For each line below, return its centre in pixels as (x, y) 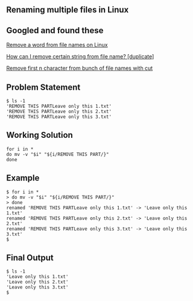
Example (23, 178)
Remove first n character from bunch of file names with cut (80, 68)
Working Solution (40, 135)
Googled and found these (55, 30)
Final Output (30, 258)
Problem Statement (43, 87)
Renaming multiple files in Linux (68, 10)
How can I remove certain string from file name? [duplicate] (80, 57)
